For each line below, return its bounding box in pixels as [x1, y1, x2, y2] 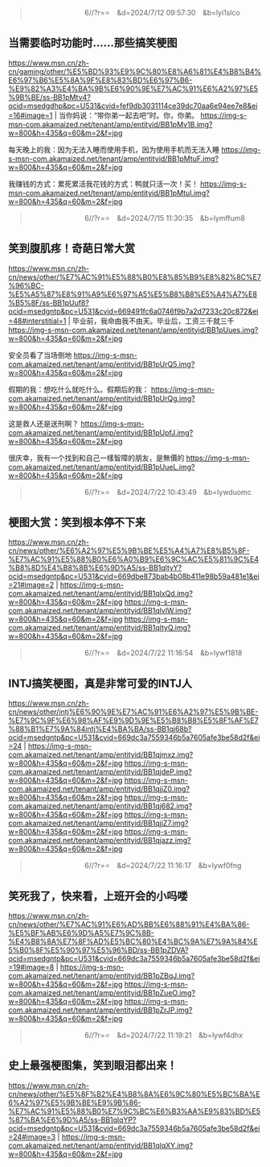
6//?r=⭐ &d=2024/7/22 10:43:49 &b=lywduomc [84, 487, 252, 496]
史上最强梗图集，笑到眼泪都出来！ [8, 1059, 178, 1073]
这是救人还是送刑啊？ [8, 418, 79, 428]
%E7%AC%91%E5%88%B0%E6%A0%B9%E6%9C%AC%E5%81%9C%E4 [8, 554, 260, 564]
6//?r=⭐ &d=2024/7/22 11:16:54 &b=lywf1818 [84, 648, 243, 658]
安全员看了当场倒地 [8, 350, 72, 359]
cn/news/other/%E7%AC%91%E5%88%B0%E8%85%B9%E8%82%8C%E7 [8, 272, 261, 281]
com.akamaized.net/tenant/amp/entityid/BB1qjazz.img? [8, 836, 191, 845]
